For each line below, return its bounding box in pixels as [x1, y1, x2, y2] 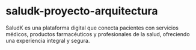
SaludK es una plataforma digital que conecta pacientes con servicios [5, 24, 179, 31]
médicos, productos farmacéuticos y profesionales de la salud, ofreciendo [5, 30, 190, 37]
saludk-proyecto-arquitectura [5, 4, 158, 18]
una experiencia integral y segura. [5, 37, 90, 44]
